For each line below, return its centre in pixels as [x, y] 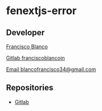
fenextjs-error [41, 11]
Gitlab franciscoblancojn [36, 58]
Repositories [30, 88]
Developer [25, 33]
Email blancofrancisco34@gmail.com [51, 69]
